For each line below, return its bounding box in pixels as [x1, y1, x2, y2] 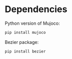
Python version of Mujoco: [5, 20, 60, 26]
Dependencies [5, 4, 67, 15]
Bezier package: [5, 39, 39, 45]
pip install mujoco [5, 30, 46, 35]
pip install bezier [5, 49, 46, 54]
